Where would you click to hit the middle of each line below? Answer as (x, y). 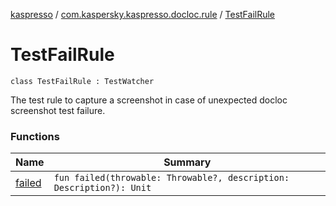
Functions (35, 136)
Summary (187, 162)
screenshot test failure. (58, 110)
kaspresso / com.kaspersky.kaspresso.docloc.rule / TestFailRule (143, 14)
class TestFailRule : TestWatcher (82, 81)
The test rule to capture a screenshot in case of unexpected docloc (149, 100)
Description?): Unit (102, 188)
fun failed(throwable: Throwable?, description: (171, 178)
